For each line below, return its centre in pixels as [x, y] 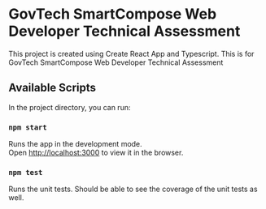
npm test [26, 172]
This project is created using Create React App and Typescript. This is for [131, 53]
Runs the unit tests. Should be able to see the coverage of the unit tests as [133, 189]
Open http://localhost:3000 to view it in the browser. [96, 153]
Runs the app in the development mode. [75, 144]
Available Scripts [52, 88]
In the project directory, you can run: [70, 107]
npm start [28, 127]
